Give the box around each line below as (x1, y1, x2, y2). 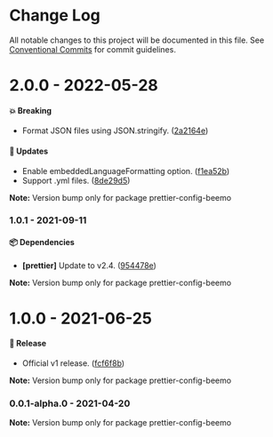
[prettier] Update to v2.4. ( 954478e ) (21, 259, 157, 271)
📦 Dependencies (9, 237, 76, 248)
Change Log (9, 5, 100, 26)
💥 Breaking (9, 105, 52, 115)
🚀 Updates (9, 146, 49, 156)
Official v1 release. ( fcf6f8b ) (21, 358, 125, 369)
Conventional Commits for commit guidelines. (9, 44, 176, 54)
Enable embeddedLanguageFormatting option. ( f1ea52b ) (21, 165, 230, 176)
